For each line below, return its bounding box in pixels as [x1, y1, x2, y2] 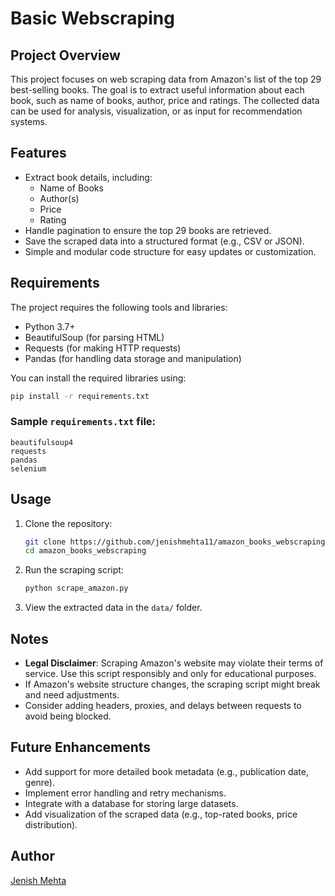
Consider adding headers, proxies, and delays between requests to [24, 700, 302, 712]
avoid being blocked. [24, 710, 112, 722]
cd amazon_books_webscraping [24, 546, 147, 556]
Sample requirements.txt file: [10, 415, 157, 429]
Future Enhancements [10, 739, 152, 756]
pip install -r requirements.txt [10, 391, 150, 401]
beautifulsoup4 [10, 437, 74, 447]
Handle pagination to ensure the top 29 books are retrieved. [24, 224, 272, 236]
